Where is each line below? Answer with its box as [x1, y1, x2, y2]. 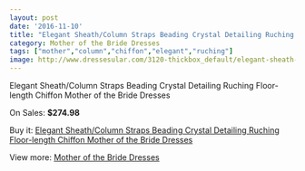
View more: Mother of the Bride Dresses [9, 152, 161, 163]
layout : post [9, 13, 59, 23]
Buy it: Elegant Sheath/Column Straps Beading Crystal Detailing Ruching [9, 125, 280, 136]
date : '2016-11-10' [9, 22, 84, 31]
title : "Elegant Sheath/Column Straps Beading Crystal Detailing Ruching [9, 30, 295, 39]
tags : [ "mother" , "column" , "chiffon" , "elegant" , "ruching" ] [9, 47, 233, 56]
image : [9, 55, 34, 64]
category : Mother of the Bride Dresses [9, 38, 161, 48]
